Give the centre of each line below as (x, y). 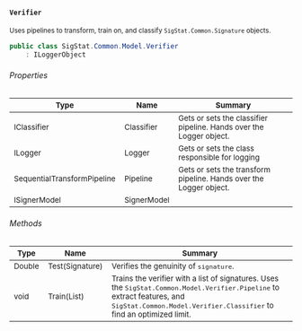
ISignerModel (37, 200)
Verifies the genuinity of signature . (173, 266)
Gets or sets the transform (225, 170)
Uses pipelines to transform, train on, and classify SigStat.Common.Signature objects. (140, 31)
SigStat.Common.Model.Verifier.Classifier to (192, 305)
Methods (26, 223)
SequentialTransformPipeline (65, 179)
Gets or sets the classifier (223, 118)
